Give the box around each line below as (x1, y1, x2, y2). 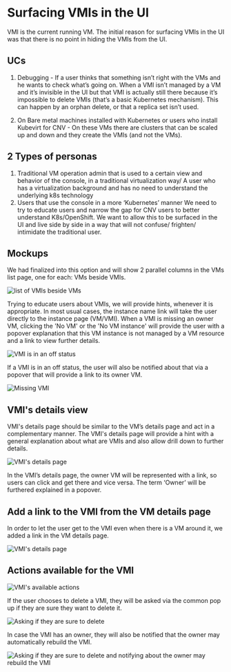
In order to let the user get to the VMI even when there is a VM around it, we (7, 524, 223, 532)
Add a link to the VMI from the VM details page (7, 506, 212, 517)
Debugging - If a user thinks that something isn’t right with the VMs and (17, 73, 221, 81)
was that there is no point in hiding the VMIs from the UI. (7, 34, 168, 43)
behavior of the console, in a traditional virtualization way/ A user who (17, 176, 216, 184)
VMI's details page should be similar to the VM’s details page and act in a (7, 422, 215, 431)
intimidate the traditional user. (17, 228, 102, 236)
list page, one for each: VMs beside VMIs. (7, 273, 126, 281)
